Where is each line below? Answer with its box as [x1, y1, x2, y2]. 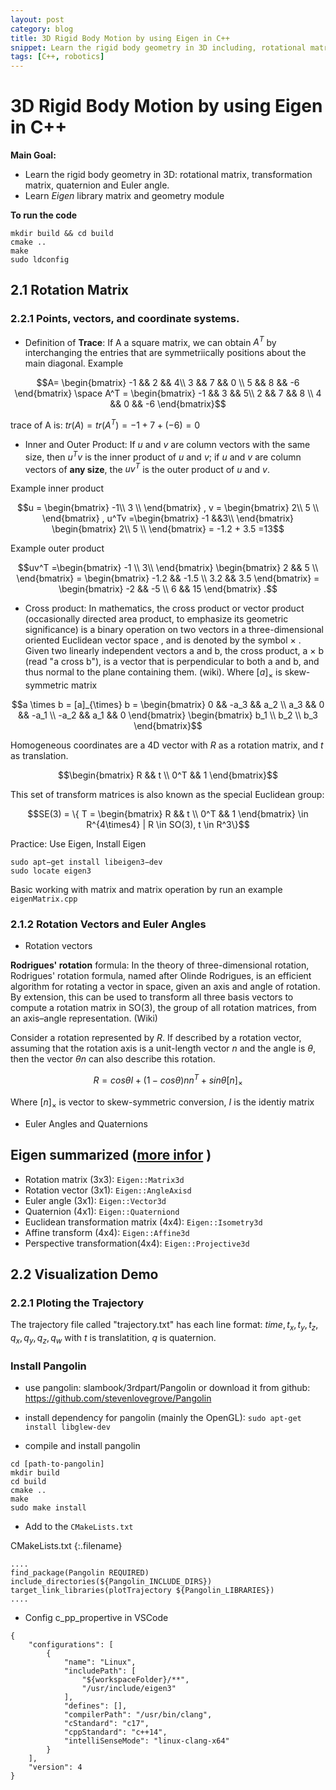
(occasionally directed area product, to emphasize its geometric [24, 613, 289, 625]
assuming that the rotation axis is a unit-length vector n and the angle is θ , [10, 1042, 317, 1055]
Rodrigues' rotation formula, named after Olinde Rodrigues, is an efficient [10, 970, 312, 982]
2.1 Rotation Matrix [10, 282, 130, 299]
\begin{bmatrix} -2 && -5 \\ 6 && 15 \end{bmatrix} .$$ [58, 583, 278, 595]
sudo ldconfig [10, 255, 70, 265]
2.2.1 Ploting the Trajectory [10, 1296, 145, 1310]
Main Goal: [10, 149, 57, 161]
